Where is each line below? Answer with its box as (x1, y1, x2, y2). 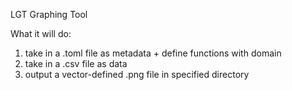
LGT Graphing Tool (10, 9, 88, 20)
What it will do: (10, 28, 72, 39)
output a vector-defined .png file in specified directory (24, 69, 250, 80)
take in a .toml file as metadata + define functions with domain (24, 47, 282, 59)
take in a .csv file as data (24, 58, 128, 69)
